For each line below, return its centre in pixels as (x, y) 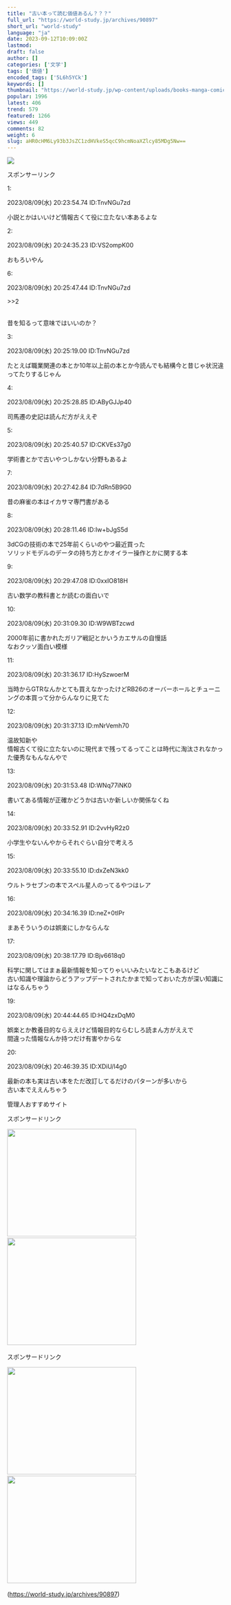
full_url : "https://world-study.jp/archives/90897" (82, 20)
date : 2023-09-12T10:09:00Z (47, 39)
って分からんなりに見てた (73, 698)
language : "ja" (29, 33)
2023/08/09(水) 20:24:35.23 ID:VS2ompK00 (70, 245)
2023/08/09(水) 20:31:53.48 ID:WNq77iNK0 (69, 785)
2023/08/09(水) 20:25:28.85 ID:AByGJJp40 (69, 402)
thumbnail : (23, 90)
